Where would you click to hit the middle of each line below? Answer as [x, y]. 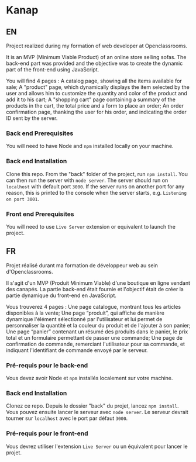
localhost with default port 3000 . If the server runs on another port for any [95, 186]
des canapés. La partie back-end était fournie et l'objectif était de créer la [95, 289]
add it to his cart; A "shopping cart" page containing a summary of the [91, 99]
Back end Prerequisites [40, 133]
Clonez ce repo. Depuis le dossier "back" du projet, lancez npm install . [93, 406]
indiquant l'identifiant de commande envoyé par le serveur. [77, 350]
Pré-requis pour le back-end [47, 365]
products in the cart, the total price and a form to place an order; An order [95, 106]
